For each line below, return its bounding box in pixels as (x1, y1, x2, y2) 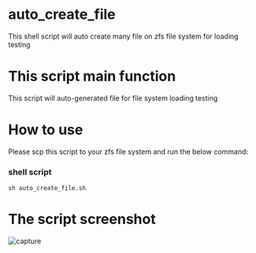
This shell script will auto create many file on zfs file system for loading (8, 31, 239, 41)
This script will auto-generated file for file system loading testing (8, 93, 218, 103)
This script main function (8, 68, 176, 86)
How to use (8, 121, 83, 139)
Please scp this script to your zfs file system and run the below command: (8, 147, 249, 156)
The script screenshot (8, 211, 156, 229)
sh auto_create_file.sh (8, 185, 87, 192)
